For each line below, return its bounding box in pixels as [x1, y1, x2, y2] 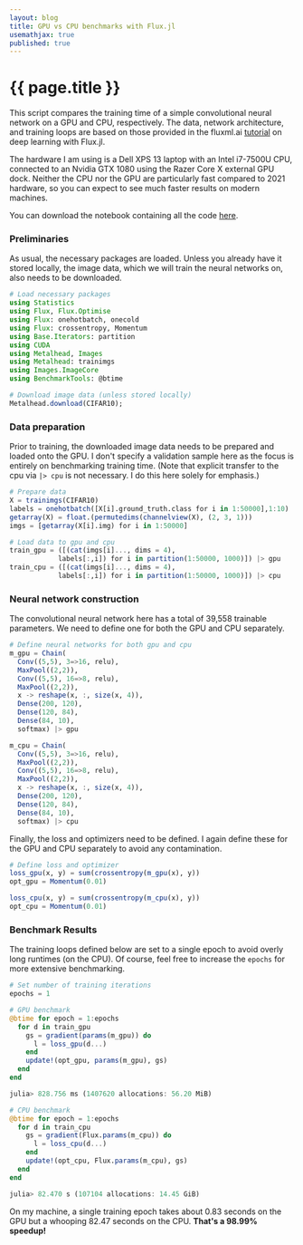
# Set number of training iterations [9, 980, 152, 990]
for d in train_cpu [17, 1123, 91, 1132]
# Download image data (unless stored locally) [9, 391, 193, 400]
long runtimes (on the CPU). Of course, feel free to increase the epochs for [9, 953, 285, 965]
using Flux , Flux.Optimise [9, 307, 111, 316]
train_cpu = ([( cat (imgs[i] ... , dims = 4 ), [9, 563, 176, 572]
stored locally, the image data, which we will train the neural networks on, [9, 263, 283, 274]
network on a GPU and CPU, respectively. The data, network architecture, [9, 117, 285, 128]
